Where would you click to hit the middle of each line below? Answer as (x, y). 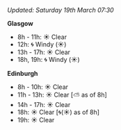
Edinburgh (23, 73)
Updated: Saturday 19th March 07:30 (60, 10)
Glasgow (20, 23)
